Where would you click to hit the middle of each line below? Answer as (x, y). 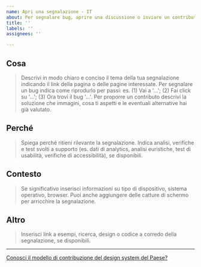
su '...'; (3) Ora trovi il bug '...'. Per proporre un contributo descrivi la (103, 97)
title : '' (19, 23)
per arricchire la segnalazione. (58, 201)
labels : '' (20, 28)
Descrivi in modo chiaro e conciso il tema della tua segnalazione (100, 78)
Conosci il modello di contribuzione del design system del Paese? (87, 258)
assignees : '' (24, 34)
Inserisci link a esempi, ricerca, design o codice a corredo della (99, 234)
